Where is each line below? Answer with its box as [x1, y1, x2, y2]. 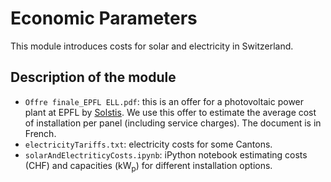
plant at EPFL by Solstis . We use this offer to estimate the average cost [24, 106, 317, 118]
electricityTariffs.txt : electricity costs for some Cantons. [24, 138, 273, 150]
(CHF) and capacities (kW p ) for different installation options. [24, 159, 273, 174]
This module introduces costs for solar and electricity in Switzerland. [10, 40, 294, 52]
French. [24, 127, 57, 139]
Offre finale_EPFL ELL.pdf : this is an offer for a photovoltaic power [24, 95, 305, 107]
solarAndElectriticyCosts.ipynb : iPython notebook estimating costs [24, 148, 308, 161]
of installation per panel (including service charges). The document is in [24, 117, 322, 129]
